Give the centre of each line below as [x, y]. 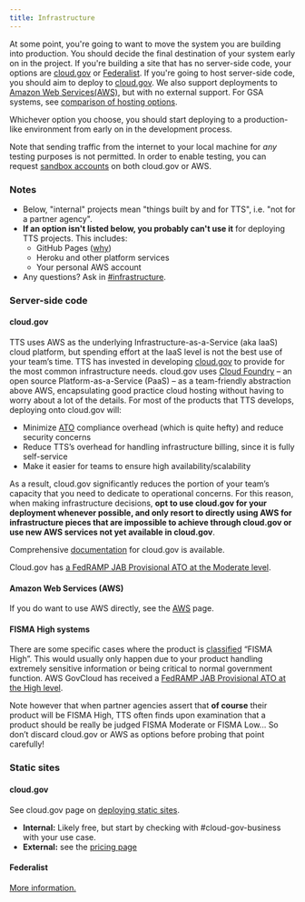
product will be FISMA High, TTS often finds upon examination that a [138, 716]
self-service [45, 456]
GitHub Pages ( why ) [74, 247]
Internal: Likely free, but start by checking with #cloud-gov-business [152, 827]
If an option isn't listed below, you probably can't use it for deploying [154, 228]
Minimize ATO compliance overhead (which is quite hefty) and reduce [153, 427]
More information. [43, 887]
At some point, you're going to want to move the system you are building [145, 44]
